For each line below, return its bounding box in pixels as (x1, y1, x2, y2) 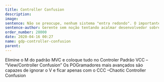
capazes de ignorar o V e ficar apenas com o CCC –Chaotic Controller (5, 67, 146, 73)
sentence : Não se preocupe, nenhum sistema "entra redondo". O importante (5, 20, 161, 26)
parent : (5, 43, 21, 48)
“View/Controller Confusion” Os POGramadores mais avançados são (5, 62, 143, 68)
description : (5, 12, 32, 17)
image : (5, 16, 19, 21)
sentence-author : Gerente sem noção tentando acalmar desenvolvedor (5, 25, 147, 30)
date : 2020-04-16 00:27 (5, 35, 54, 40)
